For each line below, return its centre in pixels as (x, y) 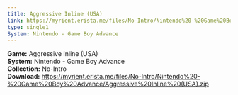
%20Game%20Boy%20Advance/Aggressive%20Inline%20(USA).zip (108, 84)
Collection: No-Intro (37, 69)
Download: (24, 77)
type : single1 (28, 27)
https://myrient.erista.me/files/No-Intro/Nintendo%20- (121, 77)
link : (15, 21)
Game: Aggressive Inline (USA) (53, 54)
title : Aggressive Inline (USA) (55, 14)
